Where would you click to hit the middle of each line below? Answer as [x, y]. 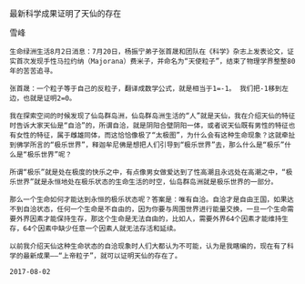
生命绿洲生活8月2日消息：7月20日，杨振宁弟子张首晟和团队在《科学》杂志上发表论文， [148, 52]
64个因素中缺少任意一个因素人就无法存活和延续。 [101, 228]
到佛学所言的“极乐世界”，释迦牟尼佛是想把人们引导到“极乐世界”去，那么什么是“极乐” [147, 145]
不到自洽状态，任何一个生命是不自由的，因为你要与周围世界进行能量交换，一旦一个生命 [148, 209]
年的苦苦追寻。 [33, 71]
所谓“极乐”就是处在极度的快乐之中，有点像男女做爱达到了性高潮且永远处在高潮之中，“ [148, 172]
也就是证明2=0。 [49, 98]
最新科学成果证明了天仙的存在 [65, 13]
